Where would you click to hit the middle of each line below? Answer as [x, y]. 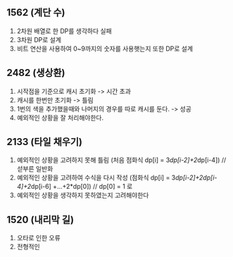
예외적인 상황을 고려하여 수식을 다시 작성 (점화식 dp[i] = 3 [96, 177]
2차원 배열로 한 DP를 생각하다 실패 [64, 31]
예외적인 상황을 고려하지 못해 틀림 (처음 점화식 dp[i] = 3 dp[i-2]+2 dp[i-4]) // [121, 160]
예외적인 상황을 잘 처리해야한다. [60, 118]
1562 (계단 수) [36, 13]
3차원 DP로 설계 [39, 39]
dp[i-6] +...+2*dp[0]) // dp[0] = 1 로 [82, 187]
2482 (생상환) [36, 73]
